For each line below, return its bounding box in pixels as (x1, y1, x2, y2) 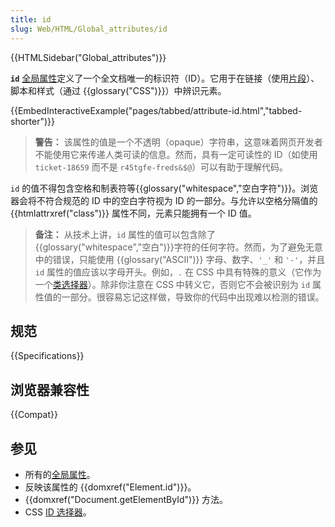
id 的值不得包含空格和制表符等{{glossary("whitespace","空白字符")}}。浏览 (10, 182, 319, 194)
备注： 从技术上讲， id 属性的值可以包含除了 (34, 228, 216, 240)
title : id (10, 14, 52, 25)
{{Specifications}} (10, 350, 85, 362)
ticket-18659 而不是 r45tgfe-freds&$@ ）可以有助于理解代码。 (34, 161, 289, 173)
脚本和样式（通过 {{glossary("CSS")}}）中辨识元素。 (10, 84, 227, 96)
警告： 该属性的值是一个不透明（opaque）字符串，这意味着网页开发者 (34, 136, 323, 148)
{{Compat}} (10, 409, 58, 421)
